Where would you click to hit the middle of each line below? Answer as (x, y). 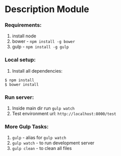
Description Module (47, 9)
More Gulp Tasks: (27, 126)
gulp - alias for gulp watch (39, 138)
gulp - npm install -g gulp (40, 47)
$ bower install (22, 84)
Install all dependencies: (37, 71)
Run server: (19, 97)
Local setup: (20, 60)
